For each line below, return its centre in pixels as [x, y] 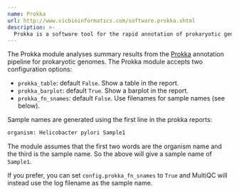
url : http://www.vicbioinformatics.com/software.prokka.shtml [101, 21]
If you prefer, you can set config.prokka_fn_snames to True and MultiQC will [117, 175]
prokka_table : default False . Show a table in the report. [98, 83]
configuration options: [40, 69]
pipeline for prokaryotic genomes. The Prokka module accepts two [105, 62]
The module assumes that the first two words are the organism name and [115, 146]
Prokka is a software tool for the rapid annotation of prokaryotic [117, 34]
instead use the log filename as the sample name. [80, 183]
